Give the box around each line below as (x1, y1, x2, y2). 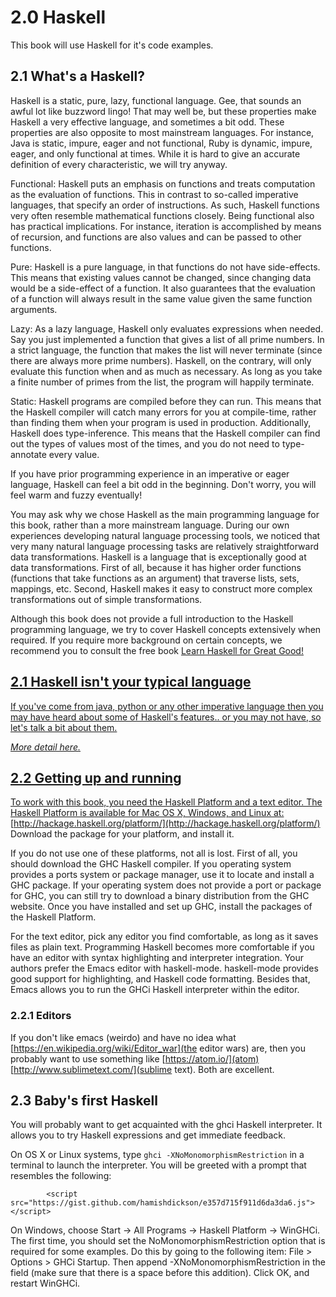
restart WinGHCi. (10, 1277, 81, 1290)
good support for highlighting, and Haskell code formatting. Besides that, (10, 973, 311, 985)
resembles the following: (10, 1170, 112, 1182)
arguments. (10, 303, 58, 315)
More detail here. (10, 741, 81, 753)
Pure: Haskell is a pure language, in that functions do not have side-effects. (10, 261, 321, 273)
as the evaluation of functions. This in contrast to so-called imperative (10, 188, 299, 200)
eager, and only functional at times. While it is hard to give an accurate (10, 147, 301, 160)
